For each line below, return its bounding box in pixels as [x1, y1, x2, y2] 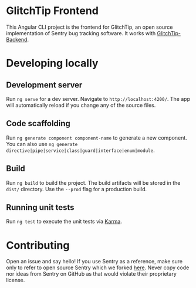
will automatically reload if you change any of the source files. [6, 101, 156, 109]
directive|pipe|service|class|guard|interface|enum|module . [6, 147, 155, 154]
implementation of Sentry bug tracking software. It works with [6, 29, 156, 36]
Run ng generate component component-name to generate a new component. [6, 134, 188, 141]
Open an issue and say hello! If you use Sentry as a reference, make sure [6, 258, 183, 265]
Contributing [6, 239, 70, 252]
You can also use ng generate [6, 140, 78, 147]
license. [6, 277, 25, 284]
